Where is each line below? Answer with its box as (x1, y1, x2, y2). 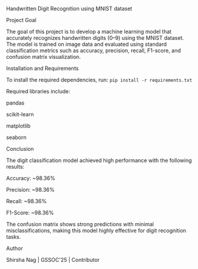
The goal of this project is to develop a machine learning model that (6, 28, 172, 35)
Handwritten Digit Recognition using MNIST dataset (6, 5, 133, 12)
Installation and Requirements (6, 65, 79, 72)
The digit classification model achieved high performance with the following (6, 157, 192, 164)
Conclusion (6, 145, 34, 152)
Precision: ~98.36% (6, 186, 55, 193)
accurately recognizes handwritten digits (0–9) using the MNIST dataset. (6, 34, 184, 41)
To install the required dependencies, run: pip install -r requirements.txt (6, 77, 193, 83)
